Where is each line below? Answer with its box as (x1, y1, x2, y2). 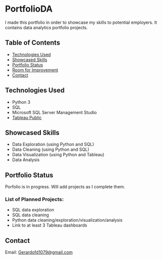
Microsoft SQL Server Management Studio (12, 109, 97, 115)
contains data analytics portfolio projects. (5, 24, 88, 30)
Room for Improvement (12, 67, 58, 73)
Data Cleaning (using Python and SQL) (12, 146, 90, 152)
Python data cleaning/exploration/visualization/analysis (12, 217, 123, 223)
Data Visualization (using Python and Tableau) (12, 152, 105, 158)
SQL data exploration (12, 207, 54, 213)
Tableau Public (12, 114, 42, 120)
